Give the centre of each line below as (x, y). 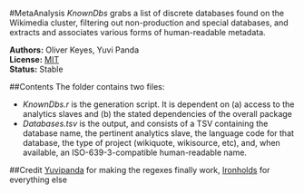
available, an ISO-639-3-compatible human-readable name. (135, 152)
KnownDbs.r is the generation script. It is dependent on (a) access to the (158, 104)
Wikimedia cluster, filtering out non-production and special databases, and (149, 23)
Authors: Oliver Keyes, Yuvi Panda (74, 50)
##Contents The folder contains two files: (87, 87)
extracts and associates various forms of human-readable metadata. (137, 32)
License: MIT (34, 59)
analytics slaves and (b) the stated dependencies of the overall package (157, 114)
